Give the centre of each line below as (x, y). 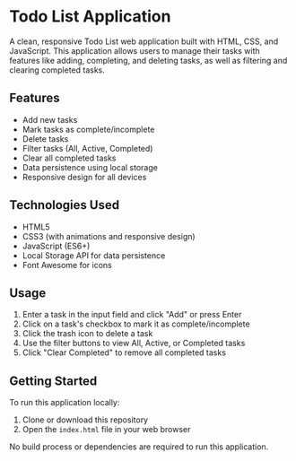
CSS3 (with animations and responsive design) (109, 236)
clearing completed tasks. (57, 70)
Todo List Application (90, 17)
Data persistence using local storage (90, 167)
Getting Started (53, 381)
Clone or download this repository (85, 420)
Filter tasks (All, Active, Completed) (87, 148)
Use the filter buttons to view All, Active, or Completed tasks (134, 344)
